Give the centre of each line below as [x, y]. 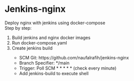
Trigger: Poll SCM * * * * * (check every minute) [68, 68]
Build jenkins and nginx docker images [51, 38]
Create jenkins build [32, 48]
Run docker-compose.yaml [39, 42]
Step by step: [18, 28]
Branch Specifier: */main [44, 63]
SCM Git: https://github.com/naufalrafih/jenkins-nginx [74, 57]
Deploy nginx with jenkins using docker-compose [55, 23]
